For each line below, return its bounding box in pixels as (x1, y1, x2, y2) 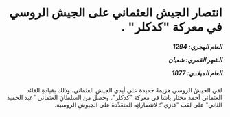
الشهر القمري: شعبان (168, 55, 222, 64)
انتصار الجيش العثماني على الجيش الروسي (8, 5, 222, 21)
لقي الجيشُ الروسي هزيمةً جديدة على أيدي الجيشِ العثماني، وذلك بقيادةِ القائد (26, 86, 222, 94)
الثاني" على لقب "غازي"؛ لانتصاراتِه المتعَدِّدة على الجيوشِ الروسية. (54, 101, 222, 109)
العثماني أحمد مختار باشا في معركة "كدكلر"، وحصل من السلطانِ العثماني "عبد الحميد (6, 94, 222, 102)
